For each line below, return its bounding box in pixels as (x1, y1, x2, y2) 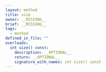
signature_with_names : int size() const (14, 59, 101, 64)
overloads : (5, 41, 29, 46)
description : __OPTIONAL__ (14, 50, 72, 55)
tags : (5, 26, 17, 31)
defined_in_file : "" (5, 36, 49, 41)
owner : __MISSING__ (5, 17, 47, 22)
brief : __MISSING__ (5, 21, 47, 27)
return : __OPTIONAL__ (14, 54, 60, 60)
